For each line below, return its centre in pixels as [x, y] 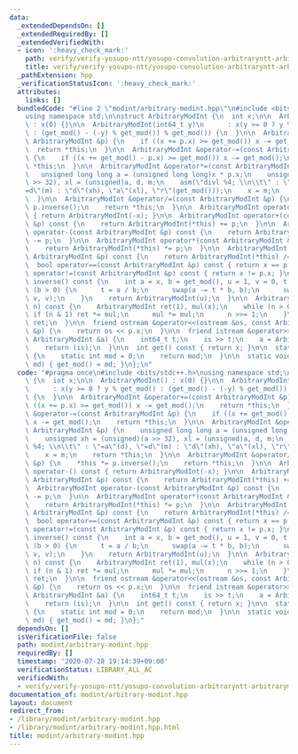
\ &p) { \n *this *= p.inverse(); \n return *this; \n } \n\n [149, 464]
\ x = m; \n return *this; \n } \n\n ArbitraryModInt [137, 455]
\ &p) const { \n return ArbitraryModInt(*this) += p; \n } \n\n [150, 224]
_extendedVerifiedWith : [61, 42]
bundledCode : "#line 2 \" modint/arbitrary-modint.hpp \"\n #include [142, 108]
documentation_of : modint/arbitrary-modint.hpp [99, 694]
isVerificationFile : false [67, 637]
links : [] [43, 100]
